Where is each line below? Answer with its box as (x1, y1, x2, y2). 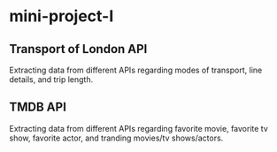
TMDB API (9, 100, 66, 115)
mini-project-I (9, 6, 114, 27)
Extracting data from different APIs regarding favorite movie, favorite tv (9, 123, 268, 133)
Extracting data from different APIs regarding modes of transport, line (9, 65, 263, 75)
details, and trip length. (9, 74, 94, 85)
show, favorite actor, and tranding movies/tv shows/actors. (9, 133, 224, 143)
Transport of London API (9, 42, 148, 57)
